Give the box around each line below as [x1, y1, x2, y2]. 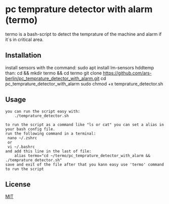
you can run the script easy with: [5, 109, 80, 114]
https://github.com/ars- [103, 70, 152, 76]
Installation [5, 51, 41, 60]
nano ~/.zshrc [7, 135, 37, 140]
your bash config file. [5, 127, 56, 132]
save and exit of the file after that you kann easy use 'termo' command [5, 162, 164, 167]
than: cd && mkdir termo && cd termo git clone [5, 70, 102, 76]
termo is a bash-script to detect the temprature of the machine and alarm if [5, 31, 162, 37]
